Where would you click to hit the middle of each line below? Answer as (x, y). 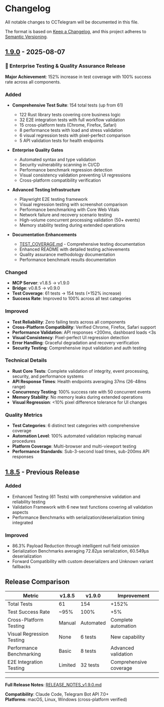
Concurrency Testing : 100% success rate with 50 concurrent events (82, 392)
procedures (24, 441)
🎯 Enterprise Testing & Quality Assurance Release (65, 66)
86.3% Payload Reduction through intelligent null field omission (76, 546)
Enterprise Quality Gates (38, 150)
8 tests (88, 651)
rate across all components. (33, 82)
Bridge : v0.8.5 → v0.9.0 (36, 288)
